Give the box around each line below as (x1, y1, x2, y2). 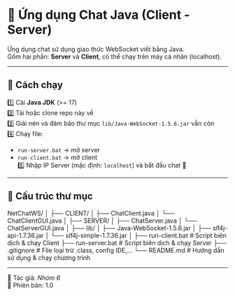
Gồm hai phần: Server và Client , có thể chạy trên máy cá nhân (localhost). (7, 52, 222, 61)
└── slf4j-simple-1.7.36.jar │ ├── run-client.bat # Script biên (50, 231, 227, 239)
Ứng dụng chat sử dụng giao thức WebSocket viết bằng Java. (7, 45, 185, 53)
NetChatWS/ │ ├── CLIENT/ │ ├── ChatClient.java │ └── (7, 209, 175, 217)
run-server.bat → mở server (17, 145, 100, 154)
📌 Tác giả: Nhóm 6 (7, 273, 61, 282)
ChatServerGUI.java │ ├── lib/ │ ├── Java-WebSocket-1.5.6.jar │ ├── (7, 223, 211, 232)
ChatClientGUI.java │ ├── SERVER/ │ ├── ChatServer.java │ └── (7, 216, 198, 225)
